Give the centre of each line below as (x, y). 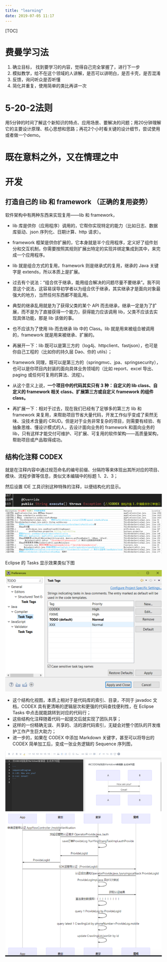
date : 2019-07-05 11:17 (30, 16)
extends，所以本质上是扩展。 (52, 272)
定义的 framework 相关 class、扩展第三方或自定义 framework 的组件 (83, 392)
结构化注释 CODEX (34, 457)
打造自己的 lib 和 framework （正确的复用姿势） (79, 202)
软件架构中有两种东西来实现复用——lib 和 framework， (61, 215)
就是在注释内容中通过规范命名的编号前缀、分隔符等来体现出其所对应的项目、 (83, 470)
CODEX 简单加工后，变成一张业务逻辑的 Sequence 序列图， (74, 744)
